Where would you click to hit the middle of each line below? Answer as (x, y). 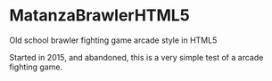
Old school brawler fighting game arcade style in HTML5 (113, 40)
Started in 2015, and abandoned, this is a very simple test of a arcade (136, 57)
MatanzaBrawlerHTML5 (99, 16)
